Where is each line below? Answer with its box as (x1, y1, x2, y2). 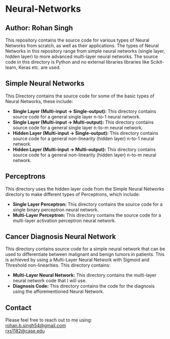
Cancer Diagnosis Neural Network (5, 232, 116, 241)
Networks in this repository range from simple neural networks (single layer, (5, 48, 165, 54)
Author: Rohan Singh (5, 24, 73, 32)
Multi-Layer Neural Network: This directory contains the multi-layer (12, 272, 157, 278)
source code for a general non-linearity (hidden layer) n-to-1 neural (12, 135, 155, 142)
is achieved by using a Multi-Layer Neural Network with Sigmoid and (5, 257, 150, 263)
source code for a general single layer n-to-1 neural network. (12, 113, 141, 119)
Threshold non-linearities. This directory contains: (5, 262, 111, 268)
